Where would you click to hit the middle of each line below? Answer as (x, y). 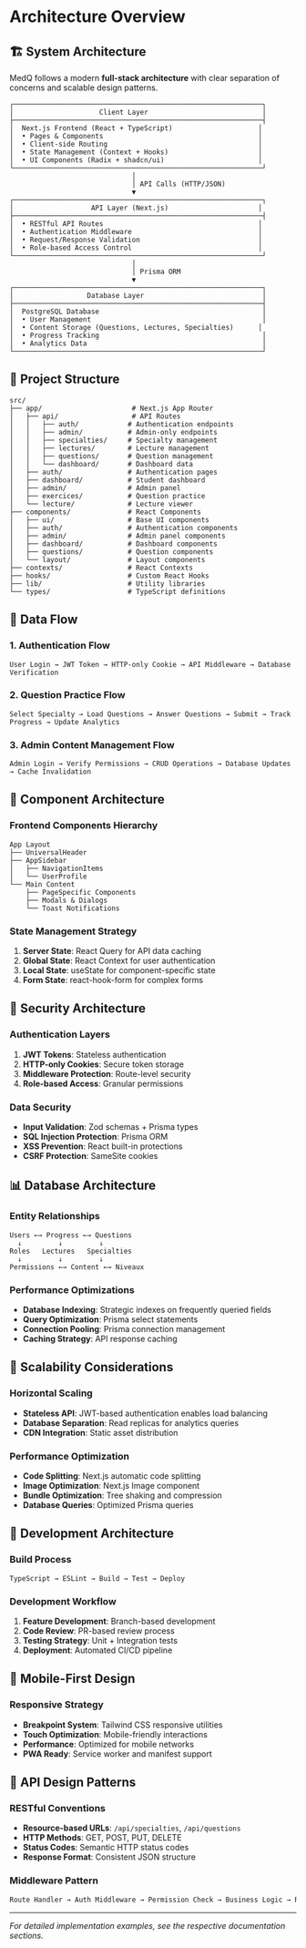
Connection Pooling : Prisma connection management (124, 1329)
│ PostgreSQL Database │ (138, 312)
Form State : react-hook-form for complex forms (112, 980)
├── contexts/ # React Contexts (102, 568)
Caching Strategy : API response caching (100, 1339)
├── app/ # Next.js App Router (112, 408)
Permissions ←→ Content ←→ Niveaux (77, 1267)
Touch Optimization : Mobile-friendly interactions (115, 1734)
